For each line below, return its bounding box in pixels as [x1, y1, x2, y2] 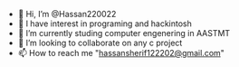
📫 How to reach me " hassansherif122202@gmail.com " [17, 48, 225, 58]
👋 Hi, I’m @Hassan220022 [17, 9, 117, 19]
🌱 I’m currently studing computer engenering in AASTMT [17, 28, 231, 38]
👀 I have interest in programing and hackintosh [17, 18, 193, 29]
